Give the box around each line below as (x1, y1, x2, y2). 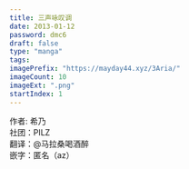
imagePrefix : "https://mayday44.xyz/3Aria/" (9, 65, 181, 74)
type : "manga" (9, 47, 64, 56)
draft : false (9, 38, 59, 48)
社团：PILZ (9, 126, 51, 137)
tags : (9, 55, 30, 65)
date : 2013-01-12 (9, 22, 75, 31)
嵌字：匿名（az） (9, 149, 75, 160)
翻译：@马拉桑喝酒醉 (9, 138, 89, 149)
